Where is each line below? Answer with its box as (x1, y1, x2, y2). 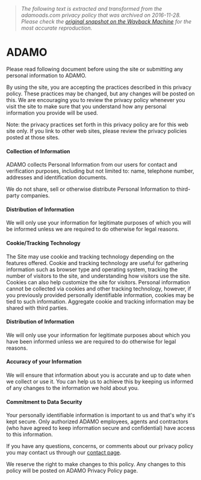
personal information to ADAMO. (6, 72, 87, 79)
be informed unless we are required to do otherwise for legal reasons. (6, 226, 179, 233)
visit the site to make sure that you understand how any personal (6, 103, 167, 110)
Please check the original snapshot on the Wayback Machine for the (20, 18, 192, 25)
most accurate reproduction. (20, 24, 93, 31)
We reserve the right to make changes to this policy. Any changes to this (6, 461, 186, 468)
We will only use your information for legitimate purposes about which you (6, 331, 191, 339)
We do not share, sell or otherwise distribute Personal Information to (6, 185, 176, 193)
